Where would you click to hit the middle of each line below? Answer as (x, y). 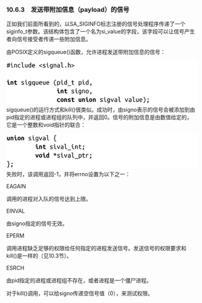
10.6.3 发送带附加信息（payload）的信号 (68, 9)
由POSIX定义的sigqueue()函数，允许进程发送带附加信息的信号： (86, 52)
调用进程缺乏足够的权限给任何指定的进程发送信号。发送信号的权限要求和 (96, 248)
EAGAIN (16, 186)
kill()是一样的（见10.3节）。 (39, 256)
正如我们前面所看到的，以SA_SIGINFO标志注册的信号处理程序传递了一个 (96, 24)
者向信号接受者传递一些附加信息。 (49, 39)
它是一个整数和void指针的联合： (46, 125)
